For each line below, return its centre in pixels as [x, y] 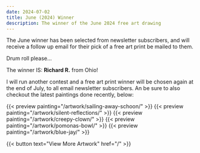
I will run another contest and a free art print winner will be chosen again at [100, 82]
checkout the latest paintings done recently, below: [70, 95]
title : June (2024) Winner [40, 18]
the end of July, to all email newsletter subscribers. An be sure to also [93, 88]
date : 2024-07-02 [28, 12]
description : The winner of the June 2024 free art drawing [84, 23]
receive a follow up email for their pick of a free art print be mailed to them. [100, 47]
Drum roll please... [29, 59]
